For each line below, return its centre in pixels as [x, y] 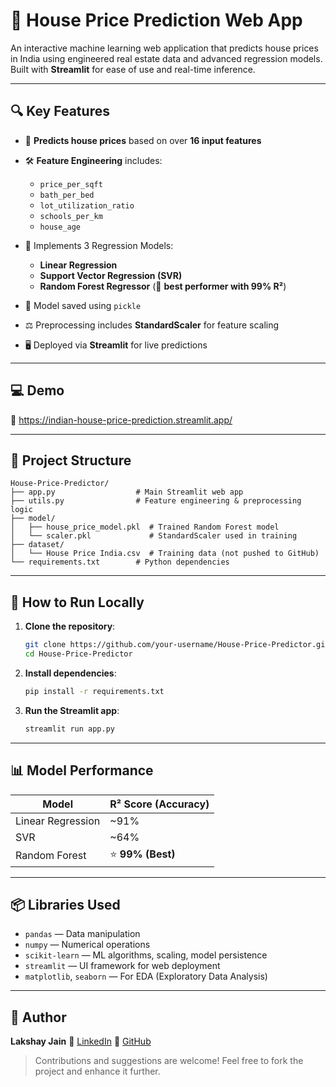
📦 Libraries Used [65, 904]
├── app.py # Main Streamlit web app [127, 492]
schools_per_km [71, 216]
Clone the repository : [70, 626]
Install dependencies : [70, 673]
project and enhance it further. [97, 1071]
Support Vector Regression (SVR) [111, 275]
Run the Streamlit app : [72, 710]
